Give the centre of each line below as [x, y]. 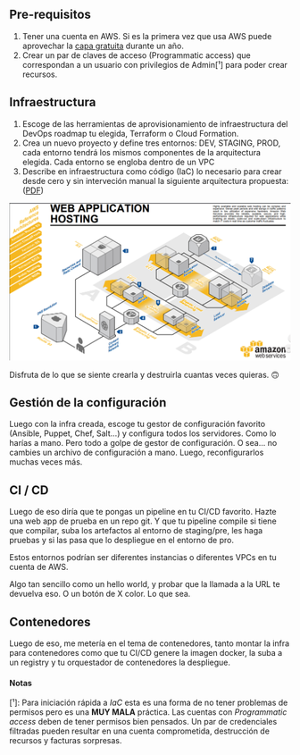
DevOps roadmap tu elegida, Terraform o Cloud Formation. [130, 133]
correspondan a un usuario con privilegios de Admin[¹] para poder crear [155, 64]
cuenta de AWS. [39, 567]
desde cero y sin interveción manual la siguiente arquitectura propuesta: [155, 180]
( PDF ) [33, 190]
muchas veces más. [46, 462]
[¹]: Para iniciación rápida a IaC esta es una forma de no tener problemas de [149, 703]
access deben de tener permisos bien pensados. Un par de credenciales [143, 722]
